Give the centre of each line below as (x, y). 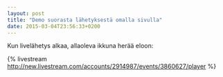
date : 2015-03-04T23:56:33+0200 (54, 26)
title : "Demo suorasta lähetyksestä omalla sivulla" (85, 20)
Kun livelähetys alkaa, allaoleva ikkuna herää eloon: (80, 46)
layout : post (26, 13)
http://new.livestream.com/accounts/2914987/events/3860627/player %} (112, 67)
